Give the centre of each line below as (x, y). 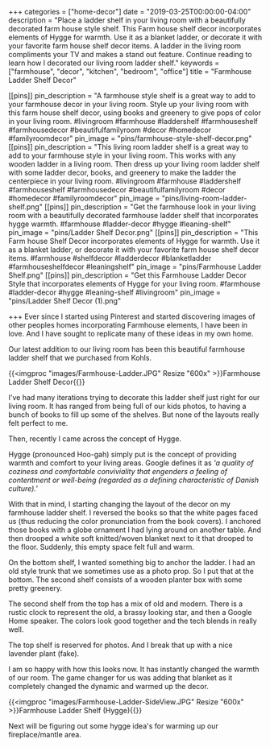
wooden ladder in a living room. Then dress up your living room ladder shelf (134, 164)
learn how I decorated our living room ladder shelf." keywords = (114, 63)
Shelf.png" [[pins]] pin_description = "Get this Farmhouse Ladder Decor (128, 275)
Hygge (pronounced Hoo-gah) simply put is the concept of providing (123, 454)
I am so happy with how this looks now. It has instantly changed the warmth (134, 669)
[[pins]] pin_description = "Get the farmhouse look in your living (150, 207)
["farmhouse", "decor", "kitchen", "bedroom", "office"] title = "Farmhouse (130, 71)
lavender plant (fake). (44, 654)
